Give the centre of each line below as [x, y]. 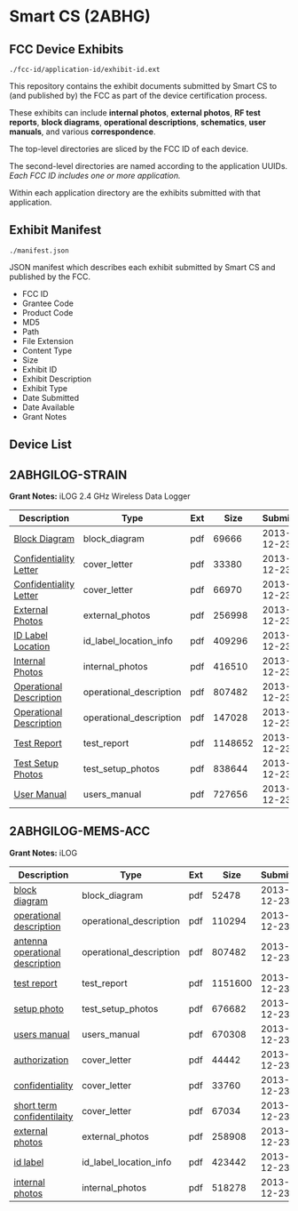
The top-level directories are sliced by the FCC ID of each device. [129, 149]
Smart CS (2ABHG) [80, 16]
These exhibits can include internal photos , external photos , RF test [135, 112]
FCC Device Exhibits [67, 49]
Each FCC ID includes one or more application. [95, 176]
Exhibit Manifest [55, 230]
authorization [41, 1060]
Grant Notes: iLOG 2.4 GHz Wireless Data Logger [100, 496]
